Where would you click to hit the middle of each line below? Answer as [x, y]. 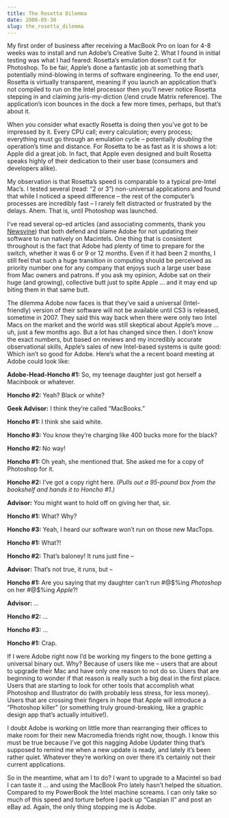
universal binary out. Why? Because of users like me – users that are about [112, 664]
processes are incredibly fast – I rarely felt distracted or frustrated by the [109, 204]
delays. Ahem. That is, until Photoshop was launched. [83, 211]
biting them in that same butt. [49, 290]
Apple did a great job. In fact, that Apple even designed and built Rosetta [109, 154]
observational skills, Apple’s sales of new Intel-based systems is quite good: [114, 347]
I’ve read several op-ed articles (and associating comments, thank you [106, 224]
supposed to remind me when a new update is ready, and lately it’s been [109, 750]
